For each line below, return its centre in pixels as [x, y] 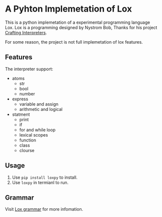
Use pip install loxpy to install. [45, 177]
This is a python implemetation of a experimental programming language [78, 22]
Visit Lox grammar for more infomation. [44, 209]
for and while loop [37, 130]
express [20, 99]
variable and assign [39, 104]
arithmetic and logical [41, 109]
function [28, 140]
